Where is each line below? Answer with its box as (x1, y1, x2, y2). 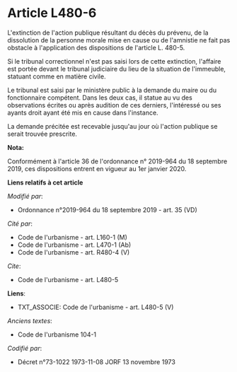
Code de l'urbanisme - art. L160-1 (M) (17, 233, 127, 241)
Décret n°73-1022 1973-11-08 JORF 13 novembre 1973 (17, 357, 175, 366)
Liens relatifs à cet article (7, 178, 83, 187)
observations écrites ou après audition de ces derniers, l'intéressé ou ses (7, 100, 221, 109)
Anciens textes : (7, 316, 53, 325)
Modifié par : (7, 192, 44, 200)
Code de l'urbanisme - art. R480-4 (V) (17, 248, 130, 256)
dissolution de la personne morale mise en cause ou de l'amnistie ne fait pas (7, 35, 231, 44)
